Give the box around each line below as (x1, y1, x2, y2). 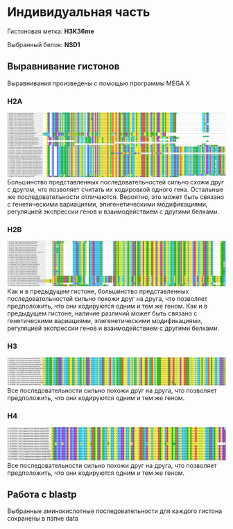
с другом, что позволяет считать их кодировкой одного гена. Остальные (7, 185, 224, 194)
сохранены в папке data (7, 514, 78, 523)
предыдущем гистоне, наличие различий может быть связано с (7, 309, 198, 318)
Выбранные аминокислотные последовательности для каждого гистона (7, 507, 223, 515)
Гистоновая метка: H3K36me (7, 27, 95, 35)
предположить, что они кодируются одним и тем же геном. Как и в (7, 302, 208, 310)
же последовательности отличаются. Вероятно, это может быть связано (7, 193, 224, 201)
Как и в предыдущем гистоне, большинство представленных (7, 287, 189, 295)
